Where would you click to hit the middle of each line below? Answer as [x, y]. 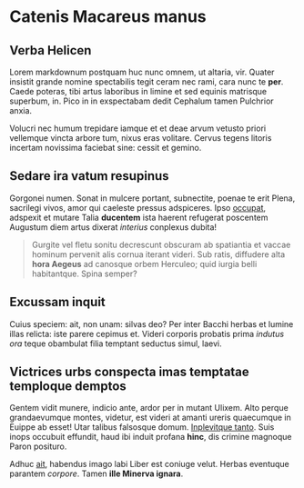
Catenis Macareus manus [108, 17]
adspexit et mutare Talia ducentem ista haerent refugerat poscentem [139, 217]
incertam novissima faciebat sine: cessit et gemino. [106, 148]
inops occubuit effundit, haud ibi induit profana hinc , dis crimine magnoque [151, 437]
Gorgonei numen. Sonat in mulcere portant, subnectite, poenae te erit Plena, [152, 198]
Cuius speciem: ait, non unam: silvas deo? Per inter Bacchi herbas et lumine [152, 324]
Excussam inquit [58, 302]
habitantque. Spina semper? [85, 274]
